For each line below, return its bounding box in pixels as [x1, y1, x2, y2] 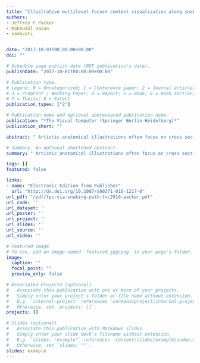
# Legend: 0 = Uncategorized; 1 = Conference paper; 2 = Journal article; [6, 85, 196, 91]
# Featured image [6, 243, 49, 249]
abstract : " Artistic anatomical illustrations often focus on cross [6, 134, 183, 140]
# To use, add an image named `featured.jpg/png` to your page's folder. [6, 249, 193, 255]
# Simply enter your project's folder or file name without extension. [6, 293, 193, 299]
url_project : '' [6, 216, 46, 222]
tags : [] [6, 161, 28, 167]
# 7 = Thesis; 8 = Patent [6, 96, 70, 102]
